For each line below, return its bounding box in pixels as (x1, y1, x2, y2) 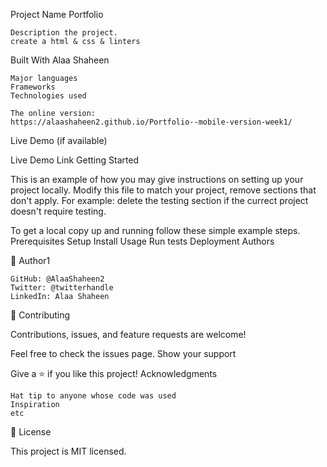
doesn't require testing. (10, 205, 107, 217)
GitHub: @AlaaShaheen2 (10, 274, 105, 284)
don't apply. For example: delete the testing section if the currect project (10, 195, 309, 206)
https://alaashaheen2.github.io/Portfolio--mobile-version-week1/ (10, 117, 293, 127)
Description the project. (10, 28, 118, 38)
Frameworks (10, 82, 56, 92)
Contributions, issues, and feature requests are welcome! (10, 329, 247, 340)
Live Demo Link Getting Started (10, 154, 140, 166)
